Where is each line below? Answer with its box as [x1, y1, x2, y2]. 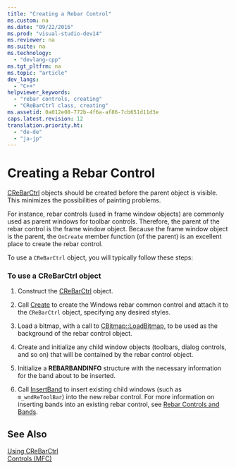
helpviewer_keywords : [7, 89, 71, 96]
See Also [7, 428, 47, 440]
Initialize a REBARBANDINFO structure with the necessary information [17, 364, 222, 372]
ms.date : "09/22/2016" [7, 23, 74, 30]
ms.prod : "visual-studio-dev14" [7, 30, 102, 37]
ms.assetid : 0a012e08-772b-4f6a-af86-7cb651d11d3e [7, 109, 159, 116]
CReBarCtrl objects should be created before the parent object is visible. [7, 188, 218, 197]
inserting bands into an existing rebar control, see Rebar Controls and [17, 400, 220, 409]
